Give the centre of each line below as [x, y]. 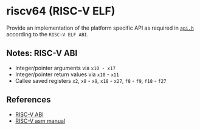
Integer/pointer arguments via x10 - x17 [65, 68]
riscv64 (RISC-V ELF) [61, 11]
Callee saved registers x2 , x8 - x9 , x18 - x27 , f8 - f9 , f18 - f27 [91, 80]
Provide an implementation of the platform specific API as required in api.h [100, 28]
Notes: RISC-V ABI [42, 54]
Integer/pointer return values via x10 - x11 [67, 74]
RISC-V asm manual [40, 121]
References [29, 100]
